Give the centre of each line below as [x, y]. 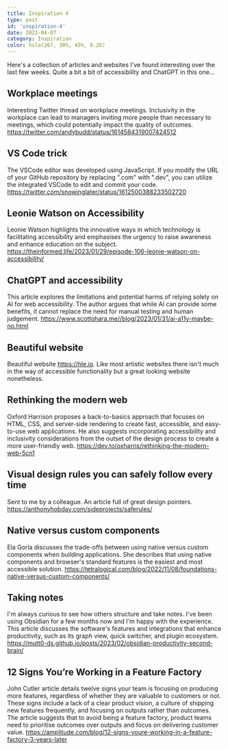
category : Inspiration [39, 39]
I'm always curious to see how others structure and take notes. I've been [110, 614]
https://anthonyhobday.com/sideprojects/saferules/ [80, 509]
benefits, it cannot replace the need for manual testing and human [100, 312]
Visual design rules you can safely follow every [110, 474]
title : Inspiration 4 [38, 13]
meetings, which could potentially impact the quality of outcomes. [100, 125]
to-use [16, 431]
